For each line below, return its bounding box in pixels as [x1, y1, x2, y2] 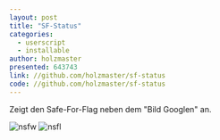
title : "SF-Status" [9, 21, 82, 30]
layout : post [9, 12, 58, 22]
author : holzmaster [9, 54, 82, 63]
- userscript [17, 37, 66, 47]
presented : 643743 [9, 63, 78, 72]
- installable [17, 46, 70, 55]
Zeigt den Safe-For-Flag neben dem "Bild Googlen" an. [9, 103, 212, 114]
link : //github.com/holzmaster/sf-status [9, 71, 166, 80]
